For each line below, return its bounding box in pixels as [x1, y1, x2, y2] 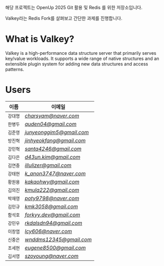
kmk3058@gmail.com [24, 203, 78, 210]
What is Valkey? [5, 34, 75, 45]
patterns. [5, 66, 24, 72]
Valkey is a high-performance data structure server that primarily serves [5, 50, 156, 56]
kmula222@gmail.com [24, 186, 80, 193]
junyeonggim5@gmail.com [24, 128, 89, 136]
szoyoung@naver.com [24, 252, 79, 259]
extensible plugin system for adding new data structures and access [5, 60, 148, 67]
